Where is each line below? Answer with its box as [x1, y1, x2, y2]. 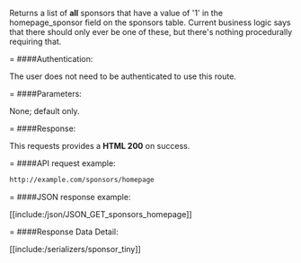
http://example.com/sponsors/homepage [9, 175, 155, 184]
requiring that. [9, 36, 62, 47]
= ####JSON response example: [9, 191, 131, 202]
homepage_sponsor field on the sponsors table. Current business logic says [9, 17, 291, 28]
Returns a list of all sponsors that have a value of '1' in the [9, 8, 223, 18]
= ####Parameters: [9, 89, 83, 99]
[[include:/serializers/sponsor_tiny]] [9, 243, 141, 254]
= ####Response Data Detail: [9, 226, 119, 237]
